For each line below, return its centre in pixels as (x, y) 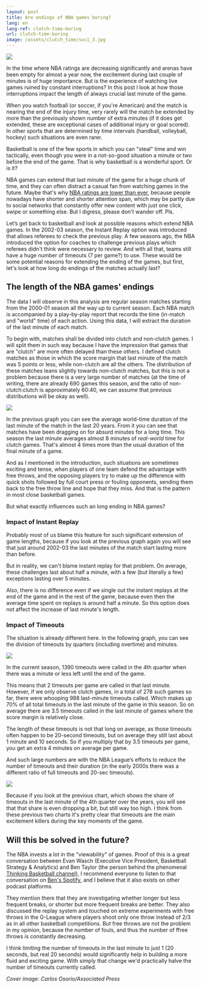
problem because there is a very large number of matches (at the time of (96, 377)
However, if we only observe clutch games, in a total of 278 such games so (99, 692)
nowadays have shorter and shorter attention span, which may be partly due (100, 199)
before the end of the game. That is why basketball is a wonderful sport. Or (99, 162)
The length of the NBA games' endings (80, 287)
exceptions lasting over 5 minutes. (49, 578)
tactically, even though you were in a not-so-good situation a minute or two (99, 155)
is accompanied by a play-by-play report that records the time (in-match (96, 314)
